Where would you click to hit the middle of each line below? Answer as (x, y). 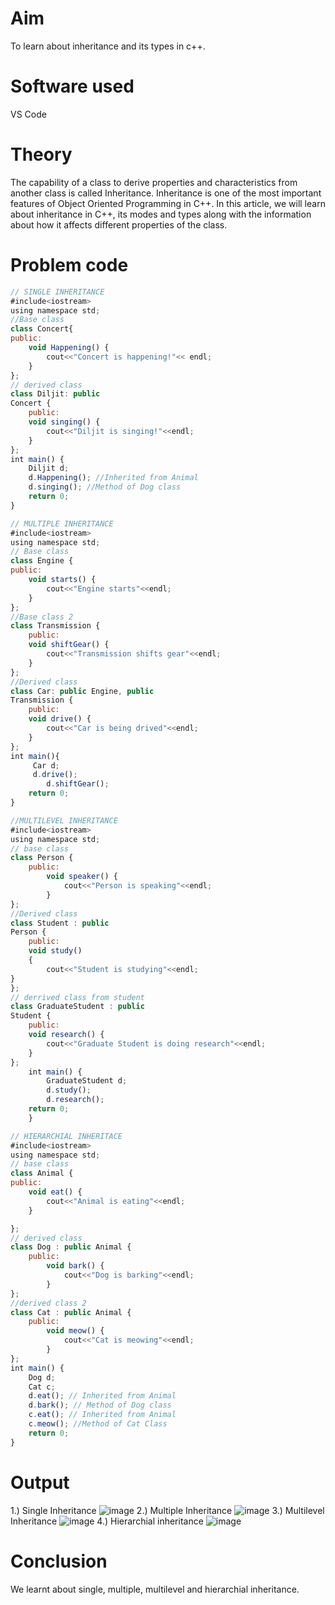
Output (40, 1482)
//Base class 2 (42, 617)
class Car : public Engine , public (82, 691)
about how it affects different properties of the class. (119, 224)
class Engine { (42, 561)
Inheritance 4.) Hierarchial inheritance (107, 1521)
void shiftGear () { (69, 645)
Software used (72, 86)
